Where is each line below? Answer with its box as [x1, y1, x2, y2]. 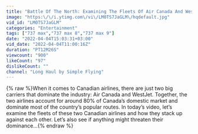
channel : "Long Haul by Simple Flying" [6, 69, 104, 75]
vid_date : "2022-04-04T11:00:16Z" [6, 42, 91, 48]
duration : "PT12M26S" [6, 47, 60, 53]
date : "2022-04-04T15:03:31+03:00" [6, 36, 94, 42]
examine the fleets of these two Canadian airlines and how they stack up [6, 110, 183, 117]
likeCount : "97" [6, 58, 46, 63]
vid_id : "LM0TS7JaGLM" [6, 19, 62, 25]
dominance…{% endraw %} [6, 122, 74, 129]
